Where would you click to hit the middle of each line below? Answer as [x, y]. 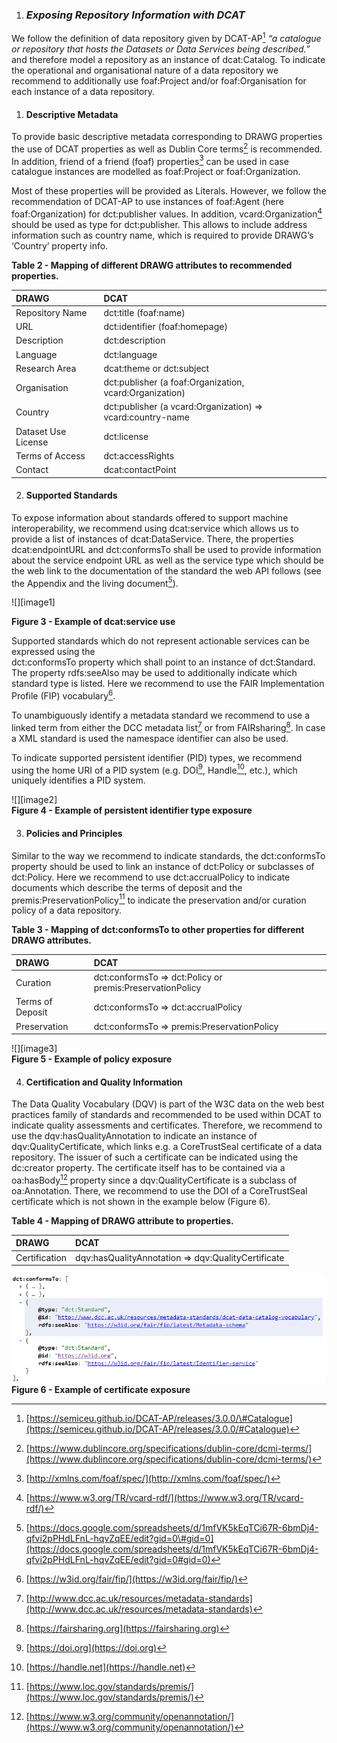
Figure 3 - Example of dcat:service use [93, 622]
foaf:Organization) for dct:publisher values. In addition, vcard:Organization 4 [167, 213]
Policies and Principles [74, 834]
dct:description [134, 340]
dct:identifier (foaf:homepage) [165, 327]
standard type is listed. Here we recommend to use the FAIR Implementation [168, 684]
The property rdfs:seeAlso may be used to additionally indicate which [154, 673]
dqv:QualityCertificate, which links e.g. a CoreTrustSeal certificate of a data [167, 1147]
